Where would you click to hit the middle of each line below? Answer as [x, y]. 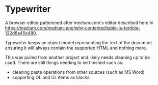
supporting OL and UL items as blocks [51, 77]
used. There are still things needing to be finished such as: [64, 62]
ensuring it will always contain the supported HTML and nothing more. [76, 48]
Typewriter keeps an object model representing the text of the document [79, 42]
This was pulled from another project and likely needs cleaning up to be [78, 57]
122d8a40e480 [21, 33]
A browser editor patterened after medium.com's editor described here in [79, 23]
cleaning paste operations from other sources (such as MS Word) [78, 72]
